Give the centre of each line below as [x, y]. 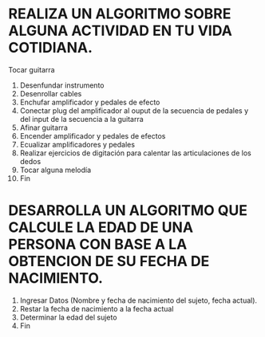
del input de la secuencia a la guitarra [81, 119]
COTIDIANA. [51, 48]
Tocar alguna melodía [55, 170]
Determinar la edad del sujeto [68, 317]
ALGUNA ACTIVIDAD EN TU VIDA [121, 31]
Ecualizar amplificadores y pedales [77, 144]
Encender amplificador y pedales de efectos [93, 135]
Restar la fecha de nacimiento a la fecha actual [97, 308]
